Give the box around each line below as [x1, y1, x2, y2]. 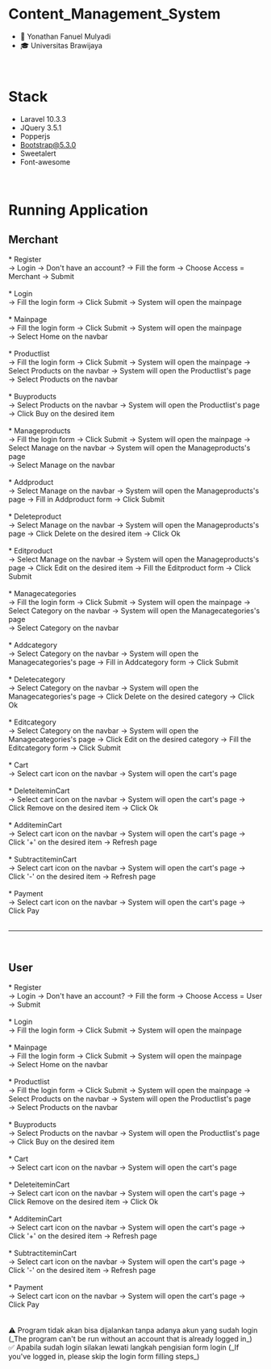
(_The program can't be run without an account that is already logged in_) [8, 1334, 252, 1343]
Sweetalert [19, 148, 56, 158]
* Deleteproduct [8, 511, 62, 521]
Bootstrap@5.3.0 [19, 140, 77, 149]
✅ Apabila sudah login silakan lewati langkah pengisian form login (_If [8, 1342, 240, 1352]
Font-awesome [19, 157, 71, 166]
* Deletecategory [8, 674, 66, 684]
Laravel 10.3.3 [19, 114, 67, 123]
